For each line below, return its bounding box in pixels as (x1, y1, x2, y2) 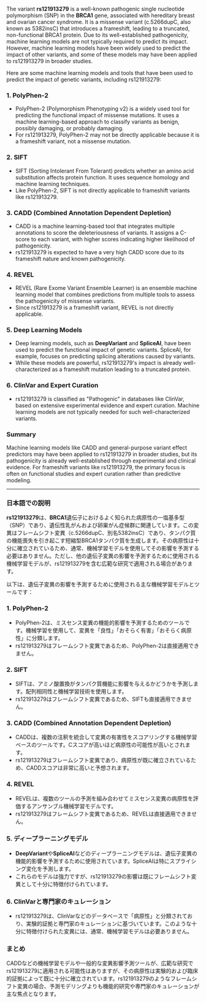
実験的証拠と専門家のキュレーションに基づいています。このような (26, 920, 192, 927)
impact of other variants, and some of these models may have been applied (6, 51, 197, 58)
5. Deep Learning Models (6, 326, 83, 334)
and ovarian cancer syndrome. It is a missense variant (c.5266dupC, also (6, 18, 191, 25)
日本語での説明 (6, 499, 51, 507)
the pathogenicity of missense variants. (15, 297, 115, 305)
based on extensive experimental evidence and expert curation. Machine (15, 402, 200, 409)
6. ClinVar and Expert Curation (6, 381, 99, 389)
